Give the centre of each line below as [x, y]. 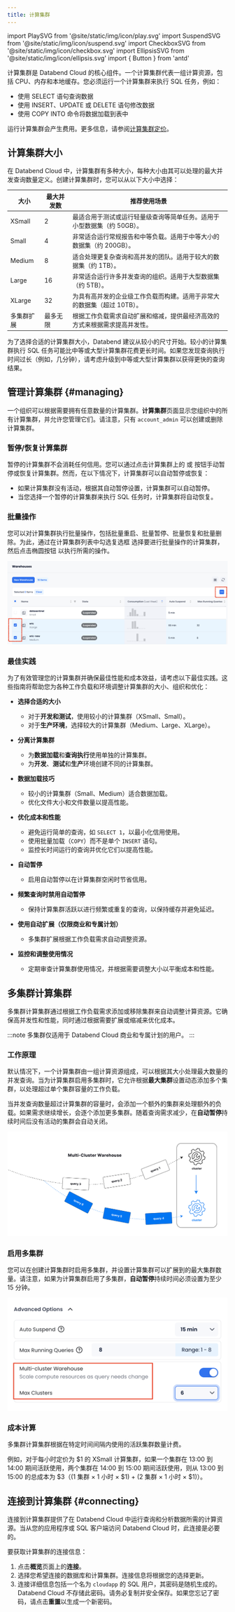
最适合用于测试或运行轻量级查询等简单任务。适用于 [146, 217]
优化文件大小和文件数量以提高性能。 [80, 802]
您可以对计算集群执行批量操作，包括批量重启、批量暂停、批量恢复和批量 [111, 534]
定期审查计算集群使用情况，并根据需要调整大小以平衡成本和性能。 [123, 969]
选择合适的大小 [39, 702]
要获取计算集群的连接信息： [47, 1552]
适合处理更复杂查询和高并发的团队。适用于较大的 [143, 257]
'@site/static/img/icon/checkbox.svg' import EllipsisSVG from [96, 50]
